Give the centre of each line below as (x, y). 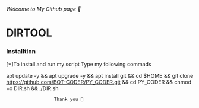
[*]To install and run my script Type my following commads (79, 64)
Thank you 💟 (69, 99)
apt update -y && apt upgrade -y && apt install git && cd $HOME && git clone (100, 76)
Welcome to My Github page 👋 (44, 9)
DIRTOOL (29, 33)
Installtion (21, 51)
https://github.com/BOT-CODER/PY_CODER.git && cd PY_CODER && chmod (99, 82)
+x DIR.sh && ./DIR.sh (32, 88)
